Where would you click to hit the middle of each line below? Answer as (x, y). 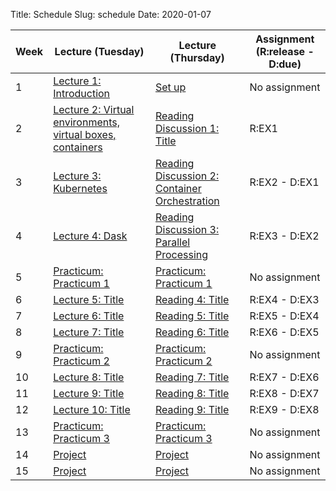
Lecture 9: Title (89, 393)
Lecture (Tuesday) (99, 51)
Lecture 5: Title (89, 299)
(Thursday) (197, 57)
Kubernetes (80, 188)
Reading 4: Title (192, 299)
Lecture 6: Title (89, 316)
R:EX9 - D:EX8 (284, 409)
